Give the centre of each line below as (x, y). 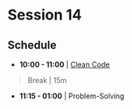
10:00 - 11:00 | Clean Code (64, 64)
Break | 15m (47, 80)
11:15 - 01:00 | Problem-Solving (72, 96)
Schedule (32, 45)
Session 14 (45, 15)
